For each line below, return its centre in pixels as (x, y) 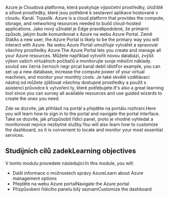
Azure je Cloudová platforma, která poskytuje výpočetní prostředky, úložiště (84, 7)
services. (15, 135)
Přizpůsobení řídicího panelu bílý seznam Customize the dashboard (82, 189)
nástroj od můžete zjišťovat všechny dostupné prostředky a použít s (76, 82)
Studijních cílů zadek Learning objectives (71, 151)
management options (35, 178)
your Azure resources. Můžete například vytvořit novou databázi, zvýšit (79, 56)
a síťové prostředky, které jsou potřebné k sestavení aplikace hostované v (82, 13)
